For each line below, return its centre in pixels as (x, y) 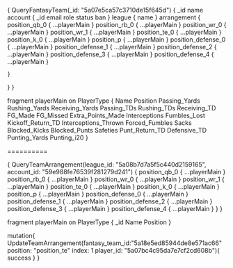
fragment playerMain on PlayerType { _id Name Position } (89, 222)
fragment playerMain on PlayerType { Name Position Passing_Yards (104, 101)
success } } (24, 258)
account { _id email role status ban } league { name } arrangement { (104, 17)
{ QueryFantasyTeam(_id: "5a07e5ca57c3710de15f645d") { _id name (105, 10)
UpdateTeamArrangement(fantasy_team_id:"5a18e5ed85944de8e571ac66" (115, 243)
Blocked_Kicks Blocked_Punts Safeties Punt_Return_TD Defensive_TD (107, 130)
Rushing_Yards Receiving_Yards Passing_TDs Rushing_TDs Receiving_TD (112, 108)
